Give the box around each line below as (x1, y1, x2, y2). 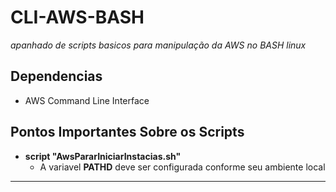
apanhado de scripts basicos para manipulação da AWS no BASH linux (10, 39, 307, 51)
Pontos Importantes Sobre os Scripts (10, 124, 245, 141)
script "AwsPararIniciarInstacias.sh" (24, 150, 182, 162)
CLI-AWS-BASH (10, 6, 145, 29)
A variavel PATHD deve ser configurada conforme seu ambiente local (39, 161, 326, 173)
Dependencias (10, 68, 103, 85)
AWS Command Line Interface (24, 94, 150, 106)
